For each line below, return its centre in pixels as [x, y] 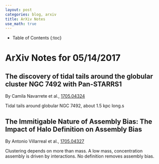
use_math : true [21, 24]
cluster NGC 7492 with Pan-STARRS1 [64, 84]
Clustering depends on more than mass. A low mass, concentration [74, 151]
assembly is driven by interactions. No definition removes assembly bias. [80, 156]
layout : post [19, 10]
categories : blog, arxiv [31, 14]
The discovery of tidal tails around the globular [79, 76]
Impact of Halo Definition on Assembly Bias [74, 129]
